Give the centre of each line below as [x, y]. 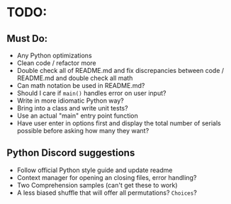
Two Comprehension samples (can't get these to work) [97, 185]
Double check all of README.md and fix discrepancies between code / [120, 70]
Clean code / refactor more [56, 63]
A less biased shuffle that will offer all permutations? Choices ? [107, 193]
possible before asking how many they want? [83, 131]
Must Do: [27, 39]
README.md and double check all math [75, 78]
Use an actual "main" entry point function [78, 115]
